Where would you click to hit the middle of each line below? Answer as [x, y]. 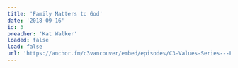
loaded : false [28, 40]
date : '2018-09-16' [36, 21]
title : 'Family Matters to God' [55, 14]
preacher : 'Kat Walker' [42, 34]
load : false [25, 47]
